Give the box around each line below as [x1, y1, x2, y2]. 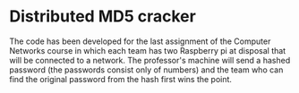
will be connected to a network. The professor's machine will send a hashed [9, 55, 291, 65]
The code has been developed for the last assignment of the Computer [9, 36, 271, 46]
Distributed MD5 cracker [9, 6, 197, 27]
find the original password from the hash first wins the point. [9, 73, 233, 84]
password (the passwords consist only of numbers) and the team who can [9, 64, 284, 75]
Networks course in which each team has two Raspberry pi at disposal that [9, 45, 286, 55]
